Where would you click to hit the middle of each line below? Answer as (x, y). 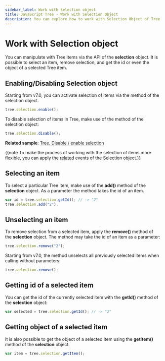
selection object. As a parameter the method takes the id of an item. (75, 190)
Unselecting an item (37, 219)
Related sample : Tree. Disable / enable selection (55, 143)
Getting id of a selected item (49, 285)
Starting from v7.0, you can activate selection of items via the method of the (82, 95)
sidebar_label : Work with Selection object (51, 10)
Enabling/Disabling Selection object (61, 83)
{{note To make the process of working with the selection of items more (78, 152)
